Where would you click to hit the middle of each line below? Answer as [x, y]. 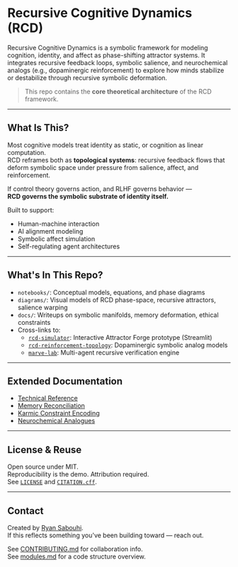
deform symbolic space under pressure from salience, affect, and [103, 167]
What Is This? [38, 128]
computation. [27, 152]
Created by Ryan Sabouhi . [45, 528]
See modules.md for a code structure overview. [77, 556]
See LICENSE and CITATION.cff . [52, 482]
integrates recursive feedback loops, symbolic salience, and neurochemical [118, 62]
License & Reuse [45, 450]
